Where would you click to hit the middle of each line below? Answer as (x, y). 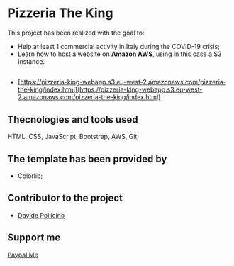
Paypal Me (23, 255)
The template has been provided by (87, 159)
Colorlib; (30, 176)
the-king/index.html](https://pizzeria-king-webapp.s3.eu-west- (110, 89)
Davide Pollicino (41, 215)
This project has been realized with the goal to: (76, 33)
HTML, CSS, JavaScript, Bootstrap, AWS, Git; (73, 137)
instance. (31, 61)
